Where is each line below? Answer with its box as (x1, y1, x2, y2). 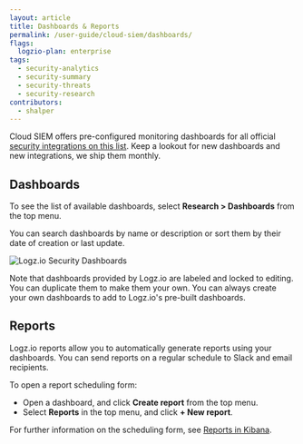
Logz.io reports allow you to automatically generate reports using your (9, 342, 272, 353)
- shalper (17, 106, 54, 115)
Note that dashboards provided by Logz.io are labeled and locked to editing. (9, 273, 294, 284)
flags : (9, 38, 34, 48)
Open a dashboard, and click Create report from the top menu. (22, 397, 259, 408)
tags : (9, 55, 30, 64)
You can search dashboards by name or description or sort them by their (9, 228, 281, 239)
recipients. (9, 361, 49, 372)
